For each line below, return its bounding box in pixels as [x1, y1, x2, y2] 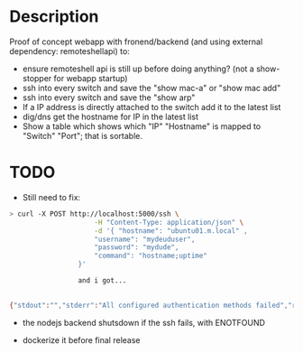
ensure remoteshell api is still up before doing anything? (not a [22, 63, 254, 74]
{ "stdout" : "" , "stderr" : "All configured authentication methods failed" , [9, 301, 289, 310]
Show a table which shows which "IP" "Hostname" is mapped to [22, 120, 262, 132]
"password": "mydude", [94, 243, 179, 252]
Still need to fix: [22, 191, 81, 202]
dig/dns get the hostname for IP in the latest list [22, 111, 199, 122]
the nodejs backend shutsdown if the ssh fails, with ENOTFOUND [22, 317, 266, 328]
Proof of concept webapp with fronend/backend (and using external [9, 36, 263, 47]
